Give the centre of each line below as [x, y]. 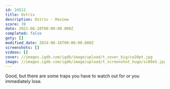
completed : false [24, 33]
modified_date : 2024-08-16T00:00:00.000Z [50, 43]
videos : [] [17, 52]
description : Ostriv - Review [37, 19]
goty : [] [14, 38]
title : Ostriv [20, 15]
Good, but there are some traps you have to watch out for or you [73, 76]
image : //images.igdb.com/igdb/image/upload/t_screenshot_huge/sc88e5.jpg [86, 62]
